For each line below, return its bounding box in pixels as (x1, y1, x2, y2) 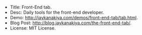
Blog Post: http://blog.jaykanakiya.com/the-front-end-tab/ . (10, 20, 132, 26)
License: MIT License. (10, 25, 56, 31)
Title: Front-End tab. (10, 4, 52, 10)
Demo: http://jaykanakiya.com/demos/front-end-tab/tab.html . (10, 15, 138, 20)
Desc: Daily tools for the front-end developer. (10, 9, 104, 15)
